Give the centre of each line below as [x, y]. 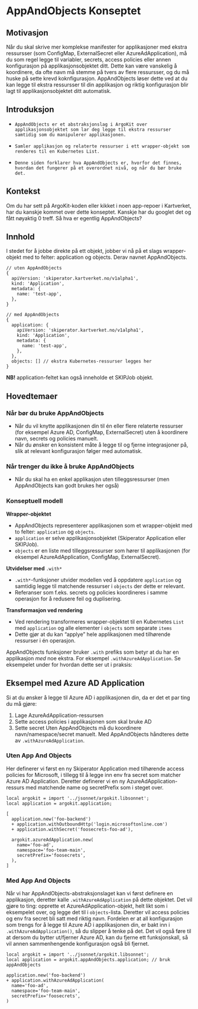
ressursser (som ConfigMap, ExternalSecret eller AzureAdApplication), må [97, 53]
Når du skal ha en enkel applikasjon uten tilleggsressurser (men [92, 479]
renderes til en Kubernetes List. [57, 151]
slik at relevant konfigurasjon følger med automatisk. [79, 451]
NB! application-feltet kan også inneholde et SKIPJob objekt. [80, 378]
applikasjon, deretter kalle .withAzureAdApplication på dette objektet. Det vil [99, 900]
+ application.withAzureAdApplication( [55, 981]
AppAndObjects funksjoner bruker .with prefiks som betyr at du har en [92, 652]
